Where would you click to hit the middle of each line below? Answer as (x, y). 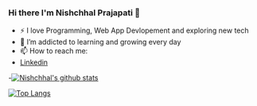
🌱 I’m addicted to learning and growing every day (100, 42)
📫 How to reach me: (54, 51)
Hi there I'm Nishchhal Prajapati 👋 (74, 13)
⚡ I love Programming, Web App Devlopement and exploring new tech (134, 30)
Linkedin (34, 62)
